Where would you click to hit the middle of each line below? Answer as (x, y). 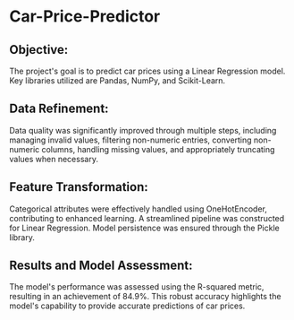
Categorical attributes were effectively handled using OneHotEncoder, (139, 209)
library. (22, 237)
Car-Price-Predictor (85, 17)
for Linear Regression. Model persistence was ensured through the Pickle (144, 228)
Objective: (39, 50)
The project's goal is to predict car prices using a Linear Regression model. (147, 71)
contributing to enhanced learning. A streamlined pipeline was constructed (147, 218)
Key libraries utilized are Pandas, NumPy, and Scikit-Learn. (118, 81)
